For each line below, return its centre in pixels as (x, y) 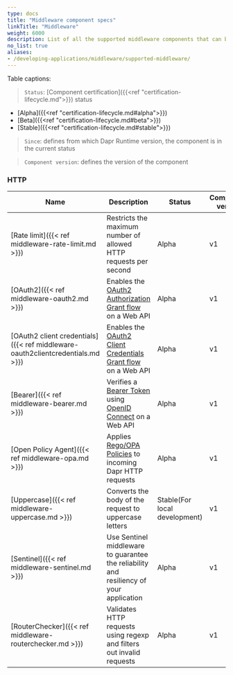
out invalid (123, 653)
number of (123, 235)
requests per (127, 262)
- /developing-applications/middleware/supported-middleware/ (99, 59)
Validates (121, 609)
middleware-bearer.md (49, 404)
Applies (119, 436)
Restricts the (127, 218)
